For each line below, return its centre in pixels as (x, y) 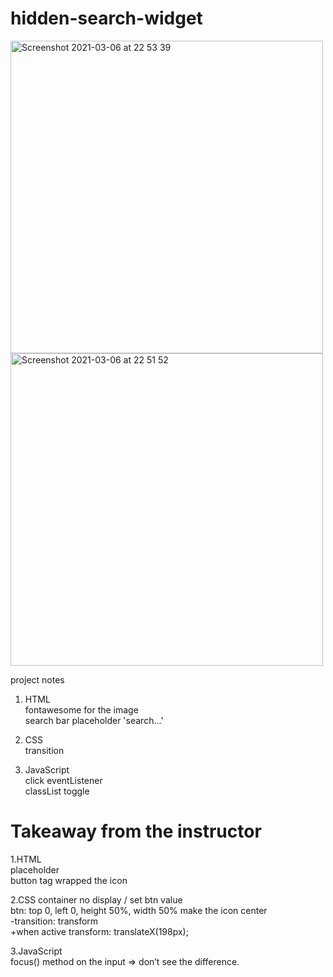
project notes (37, 679)
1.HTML (26, 859)
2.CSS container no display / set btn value (96, 899)
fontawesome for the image (81, 709)
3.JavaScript (36, 951)
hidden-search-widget (106, 18)
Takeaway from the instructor (136, 831)
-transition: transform (54, 921)
